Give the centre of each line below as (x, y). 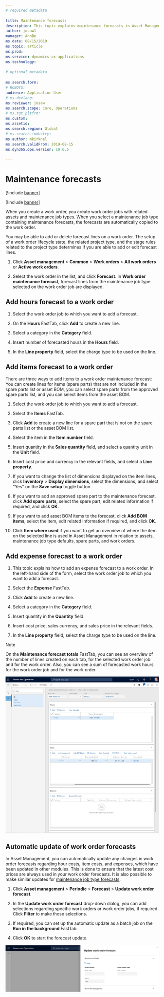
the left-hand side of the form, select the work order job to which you (82, 573)
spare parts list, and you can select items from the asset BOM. (68, 394)
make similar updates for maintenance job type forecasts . (63, 879)
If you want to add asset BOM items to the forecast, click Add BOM (80, 516)
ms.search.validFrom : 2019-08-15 (39, 144)
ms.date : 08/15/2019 (27, 42)
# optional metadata (27, 72)
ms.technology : (21, 62)
